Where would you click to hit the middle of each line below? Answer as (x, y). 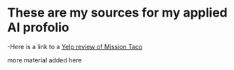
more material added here (44, 60)
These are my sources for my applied (117, 13)
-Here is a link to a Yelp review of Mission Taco (75, 46)
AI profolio (38, 27)
